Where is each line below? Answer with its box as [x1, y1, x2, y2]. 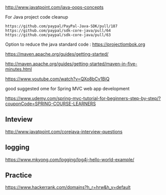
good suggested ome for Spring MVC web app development [5, 85, 130, 91]
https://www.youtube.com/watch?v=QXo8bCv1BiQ [5, 76, 110, 82]
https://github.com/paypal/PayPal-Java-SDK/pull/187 [5, 24, 118, 29]
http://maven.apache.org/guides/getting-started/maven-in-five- [5, 61, 137, 67]
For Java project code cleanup [5, 14, 69, 20]
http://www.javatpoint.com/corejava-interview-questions [5, 128, 123, 135]
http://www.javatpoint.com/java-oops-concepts [5, 5, 104, 10]
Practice [5, 171, 32, 180]
